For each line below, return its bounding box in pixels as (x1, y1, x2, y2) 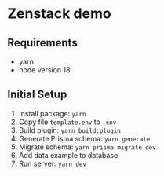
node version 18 (18, 65, 71, 75)
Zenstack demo (7, 5, 111, 23)
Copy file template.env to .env (18, 117, 117, 126)
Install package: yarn (18, 108, 86, 118)
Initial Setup (7, 88, 67, 101)
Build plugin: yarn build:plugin (18, 125, 121, 134)
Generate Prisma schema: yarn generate (18, 134, 151, 143)
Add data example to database (18, 150, 118, 159)
